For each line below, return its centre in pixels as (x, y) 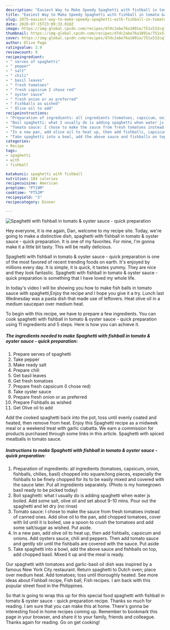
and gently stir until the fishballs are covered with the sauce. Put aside (86, 544)
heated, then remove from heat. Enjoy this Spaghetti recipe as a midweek (82, 423)
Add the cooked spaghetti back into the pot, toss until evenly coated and (81, 417)
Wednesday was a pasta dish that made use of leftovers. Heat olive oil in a (83, 298)
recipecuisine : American (32, 183)
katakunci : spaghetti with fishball (44, 174)
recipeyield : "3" (24, 197)
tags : (11, 151)
